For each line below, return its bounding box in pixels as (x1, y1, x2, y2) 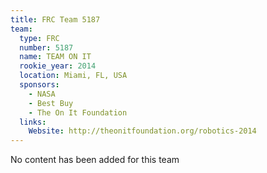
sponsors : (19, 80, 60, 90)
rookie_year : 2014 (19, 61, 97, 71)
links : (19, 117, 47, 127)
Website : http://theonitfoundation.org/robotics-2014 (28, 126, 257, 136)
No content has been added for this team (10, 154, 180, 166)
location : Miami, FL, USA (19, 71, 128, 81)
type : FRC (19, 33, 60, 43)
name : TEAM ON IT (19, 52, 92, 62)
